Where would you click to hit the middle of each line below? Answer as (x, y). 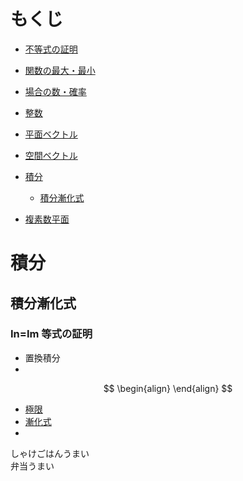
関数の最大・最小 (60, 70)
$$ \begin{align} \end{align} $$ (168, 388)
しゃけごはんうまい (50, 453)
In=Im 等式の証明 (51, 334)
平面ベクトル (51, 134)
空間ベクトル (51, 155)
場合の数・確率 (55, 91)
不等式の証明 (51, 49)
